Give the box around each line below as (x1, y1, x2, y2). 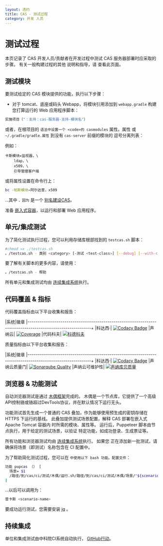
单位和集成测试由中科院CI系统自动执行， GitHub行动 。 (5, 536, 114, 542)
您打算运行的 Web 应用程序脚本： (12, 107, 79, 113)
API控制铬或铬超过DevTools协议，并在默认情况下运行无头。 (5, 399, 124, 405)
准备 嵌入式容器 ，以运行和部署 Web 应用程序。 (5, 207, 98, 213)
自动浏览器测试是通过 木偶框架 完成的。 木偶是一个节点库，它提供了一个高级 (5, 393, 156, 399)
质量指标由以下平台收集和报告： (5, 342, 69, 347)
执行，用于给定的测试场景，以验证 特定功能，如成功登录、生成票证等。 (9, 428, 151, 433)
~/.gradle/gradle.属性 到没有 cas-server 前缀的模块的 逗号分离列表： (5, 132, 144, 138)
